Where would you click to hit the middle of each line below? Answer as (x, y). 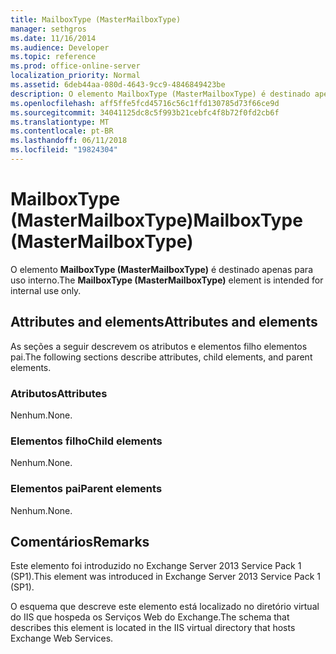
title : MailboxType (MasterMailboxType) (96, 19)
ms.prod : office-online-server (75, 66)
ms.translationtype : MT (60, 122)
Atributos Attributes (59, 393)
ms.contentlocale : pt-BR (62, 131)
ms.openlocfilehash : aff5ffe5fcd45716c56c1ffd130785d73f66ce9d (145, 103)
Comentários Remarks (80, 541)
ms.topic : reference (53, 57)
